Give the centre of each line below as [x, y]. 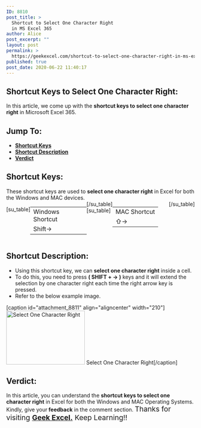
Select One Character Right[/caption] [132, 362]
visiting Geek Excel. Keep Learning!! [67, 418]
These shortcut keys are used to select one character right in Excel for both [100, 191]
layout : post [22, 45]
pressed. [26, 289]
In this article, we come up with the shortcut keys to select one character [98, 106]
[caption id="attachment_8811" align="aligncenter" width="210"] [86, 307]
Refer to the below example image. [58, 296]
